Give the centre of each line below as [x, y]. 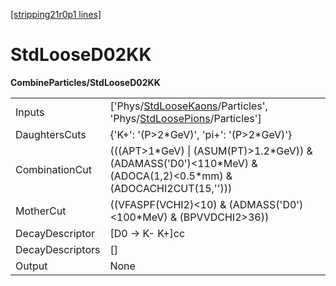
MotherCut [41, 211]
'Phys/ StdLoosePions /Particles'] [185, 118]
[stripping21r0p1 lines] [56, 14]
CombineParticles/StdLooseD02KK [85, 82]
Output [31, 266]
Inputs [30, 112]
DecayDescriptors [58, 249]
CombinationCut [53, 169]
